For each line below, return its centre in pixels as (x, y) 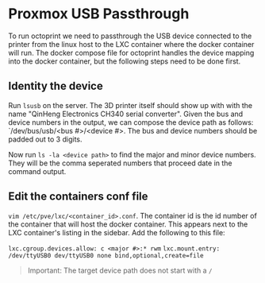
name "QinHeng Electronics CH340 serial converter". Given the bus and (126, 114)
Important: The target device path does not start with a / (120, 270)
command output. (37, 171)
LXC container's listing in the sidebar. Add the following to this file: (117, 232)
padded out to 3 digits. (45, 139)
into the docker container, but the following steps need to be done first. (125, 61)
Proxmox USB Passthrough (99, 14)
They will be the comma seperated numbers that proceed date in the (120, 163)
